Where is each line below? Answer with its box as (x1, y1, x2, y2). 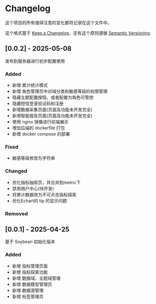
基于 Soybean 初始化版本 (5, 239, 55, 244)
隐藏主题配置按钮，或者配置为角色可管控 (12, 95, 94, 101)
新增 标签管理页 (12, 293, 44, 299)
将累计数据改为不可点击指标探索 (12, 191, 77, 198)
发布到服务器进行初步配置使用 (5, 58, 65, 64)
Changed (5, 168, 28, 175)
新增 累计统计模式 (12, 82, 48, 88)
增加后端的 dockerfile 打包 (12, 125, 65, 131)
